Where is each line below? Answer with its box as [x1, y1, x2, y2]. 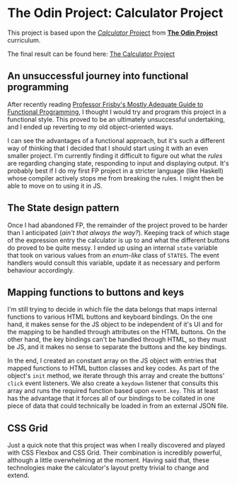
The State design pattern [7, 202, 120, 214]
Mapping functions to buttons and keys [7, 286, 185, 298]
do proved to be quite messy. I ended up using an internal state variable [7, 243, 218, 252]
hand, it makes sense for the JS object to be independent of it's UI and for [7, 320, 224, 329]
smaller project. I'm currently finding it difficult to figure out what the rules [7, 151, 223, 160]
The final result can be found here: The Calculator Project [7, 50, 175, 58]
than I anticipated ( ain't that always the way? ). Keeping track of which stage [7, 228, 230, 236]
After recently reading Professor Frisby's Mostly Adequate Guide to [7, 100, 204, 108]
